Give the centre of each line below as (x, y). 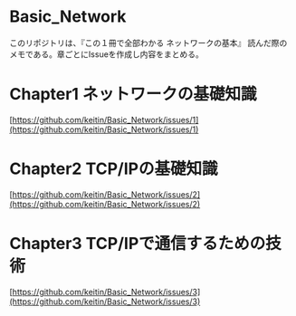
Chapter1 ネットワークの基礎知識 (133, 95)
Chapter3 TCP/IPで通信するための (138, 244)
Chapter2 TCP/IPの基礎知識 (114, 169)
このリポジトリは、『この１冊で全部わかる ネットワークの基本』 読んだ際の (148, 43)
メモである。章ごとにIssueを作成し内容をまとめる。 (106, 54)
